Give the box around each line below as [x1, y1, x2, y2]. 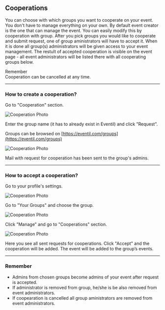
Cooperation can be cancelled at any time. [5, 74, 91, 79]
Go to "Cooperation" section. [5, 102, 64, 108]
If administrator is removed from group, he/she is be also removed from [12, 284, 157, 290]
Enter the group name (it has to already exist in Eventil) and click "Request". [5, 121, 158, 127]
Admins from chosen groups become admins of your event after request [12, 274, 159, 280]
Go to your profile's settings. [5, 183, 63, 189]
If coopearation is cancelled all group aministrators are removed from [12, 295, 153, 301]
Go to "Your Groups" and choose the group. [5, 202, 94, 208]
